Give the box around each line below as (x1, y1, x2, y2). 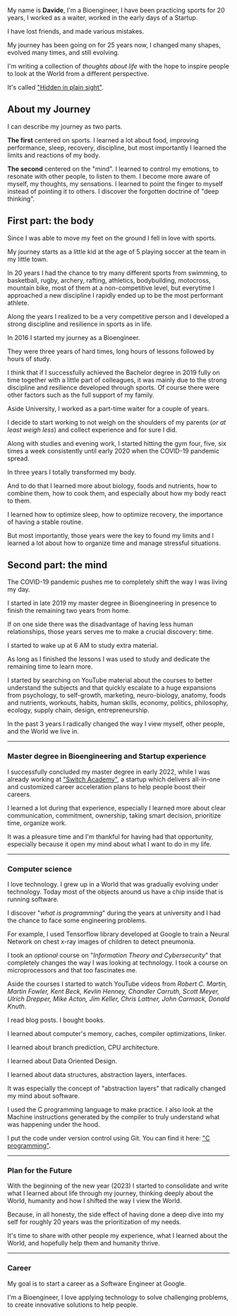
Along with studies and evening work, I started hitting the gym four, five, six (7, 439, 227, 447)
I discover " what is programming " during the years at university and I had (7, 909, 221, 918)
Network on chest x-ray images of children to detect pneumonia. (7, 937, 195, 946)
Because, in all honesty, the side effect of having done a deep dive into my (7, 1210, 224, 1219)
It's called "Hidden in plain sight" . (7, 83, 104, 91)
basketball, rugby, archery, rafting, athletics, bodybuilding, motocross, (7, 276, 212, 284)
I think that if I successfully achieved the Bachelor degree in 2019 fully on (7, 368, 220, 377)
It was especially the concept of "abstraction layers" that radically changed (7, 1084, 226, 1092)
